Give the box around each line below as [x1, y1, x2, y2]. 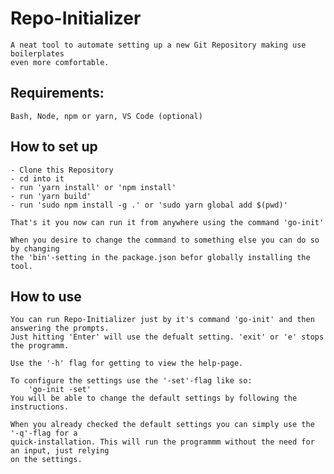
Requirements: [10, 85, 105, 102]
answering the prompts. [10, 323, 110, 334]
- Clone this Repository [10, 165, 114, 175]
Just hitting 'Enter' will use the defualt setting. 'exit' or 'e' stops [10, 332, 325, 342]
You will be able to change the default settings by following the [10, 393, 298, 404]
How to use [10, 288, 82, 305]
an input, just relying [10, 446, 110, 456]
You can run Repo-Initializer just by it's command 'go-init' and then [10, 315, 315, 325]
